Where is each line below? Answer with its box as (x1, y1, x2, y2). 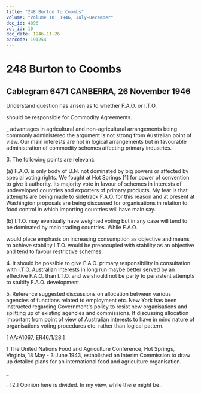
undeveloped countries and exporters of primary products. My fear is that (6, 187, 188, 193)
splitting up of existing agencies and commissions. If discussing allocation (6, 310, 189, 316)
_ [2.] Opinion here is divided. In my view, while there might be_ (6, 381, 162, 388)
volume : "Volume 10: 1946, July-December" (6, 14, 114, 20)
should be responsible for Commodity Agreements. (6, 114, 133, 120)
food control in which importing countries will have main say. (6, 206, 156, 213)
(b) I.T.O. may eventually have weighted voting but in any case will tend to (6, 217, 188, 225)
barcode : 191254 (6, 37, 47, 43)
